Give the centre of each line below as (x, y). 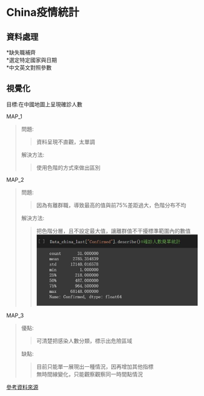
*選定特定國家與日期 (32, 60)
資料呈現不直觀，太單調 (66, 142)
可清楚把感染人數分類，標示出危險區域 (84, 341)
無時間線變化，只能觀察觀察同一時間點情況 (90, 374)
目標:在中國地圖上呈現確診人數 (45, 104)
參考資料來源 (22, 387)
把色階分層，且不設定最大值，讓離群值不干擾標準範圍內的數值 (114, 230)
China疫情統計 (43, 12)
